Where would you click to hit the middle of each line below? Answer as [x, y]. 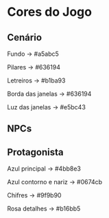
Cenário [25, 37]
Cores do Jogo [50, 12]
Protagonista [35, 152]
